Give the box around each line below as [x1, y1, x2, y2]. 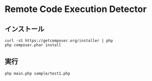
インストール [5, 24, 45, 33]
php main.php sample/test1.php [5, 71, 70, 76]
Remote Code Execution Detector [5, 3, 147, 15]
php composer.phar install [5, 42, 61, 47]
